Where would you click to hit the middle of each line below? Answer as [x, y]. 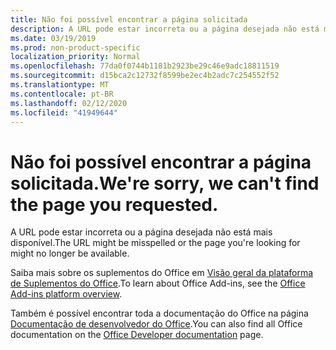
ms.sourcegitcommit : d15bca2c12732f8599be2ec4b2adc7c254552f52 [145, 76]
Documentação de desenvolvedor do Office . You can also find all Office [156, 324]
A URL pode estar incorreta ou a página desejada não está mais [141, 232]
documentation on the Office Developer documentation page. [137, 335]
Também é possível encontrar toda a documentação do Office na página [159, 313]
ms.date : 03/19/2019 [53, 38]
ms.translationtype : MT [60, 85]
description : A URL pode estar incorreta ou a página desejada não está [165, 29]
